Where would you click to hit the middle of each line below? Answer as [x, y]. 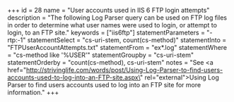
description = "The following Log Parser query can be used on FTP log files [117, 18]
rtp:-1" [17, 40]
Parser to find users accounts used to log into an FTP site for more [104, 85]
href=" [17, 70]
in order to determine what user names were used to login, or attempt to [112, 25]
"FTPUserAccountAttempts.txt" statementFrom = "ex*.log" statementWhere [117, 47]
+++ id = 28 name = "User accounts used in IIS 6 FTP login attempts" [109, 10]
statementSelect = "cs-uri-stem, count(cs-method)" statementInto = [127, 40]
